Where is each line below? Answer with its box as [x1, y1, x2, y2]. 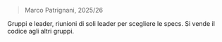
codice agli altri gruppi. [7, 27, 75, 35]
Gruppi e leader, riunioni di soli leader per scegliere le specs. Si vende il [7, 20, 215, 27]
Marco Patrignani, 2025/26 [24, 6, 104, 14]
